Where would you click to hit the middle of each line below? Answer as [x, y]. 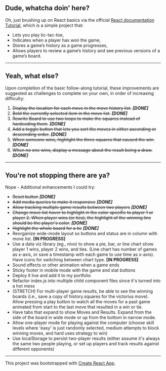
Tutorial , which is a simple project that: [44, 25]
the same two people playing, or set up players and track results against [86, 344]
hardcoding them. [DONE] [39, 124]
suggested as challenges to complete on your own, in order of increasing [80, 93]
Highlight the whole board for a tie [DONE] [55, 228]
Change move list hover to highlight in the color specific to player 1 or [83, 212]
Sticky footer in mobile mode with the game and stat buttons [74, 270]
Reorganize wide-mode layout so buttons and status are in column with [85, 234]
